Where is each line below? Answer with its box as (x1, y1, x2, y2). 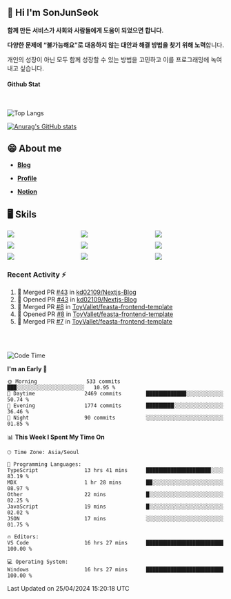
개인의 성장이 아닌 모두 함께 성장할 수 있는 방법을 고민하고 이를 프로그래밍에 (7, 55, 210, 63)
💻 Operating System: (7, 558, 69, 566)
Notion (17, 188, 38, 196)
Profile (17, 174, 37, 183)
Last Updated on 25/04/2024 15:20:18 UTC (7, 585, 130, 593)
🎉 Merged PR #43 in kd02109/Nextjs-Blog (17, 288, 137, 297)
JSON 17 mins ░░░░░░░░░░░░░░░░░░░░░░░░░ (7, 515, 224, 522)
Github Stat (7, 80, 41, 88)
